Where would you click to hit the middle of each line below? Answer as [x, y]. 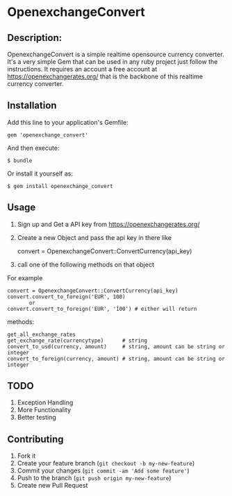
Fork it [26, 456]
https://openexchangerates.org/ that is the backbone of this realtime [105, 76]
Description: [35, 38]
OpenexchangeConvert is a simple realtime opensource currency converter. [116, 54]
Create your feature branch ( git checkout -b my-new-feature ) [106, 463]
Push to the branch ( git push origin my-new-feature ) [94, 478]
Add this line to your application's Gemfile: [68, 122]
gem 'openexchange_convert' [48, 135]
